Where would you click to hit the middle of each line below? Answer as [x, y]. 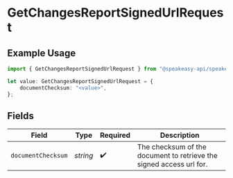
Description [180, 135]
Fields [21, 116]
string [84, 156]
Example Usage [42, 53]
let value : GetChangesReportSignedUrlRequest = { [80, 81]
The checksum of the [172, 147]
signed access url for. [172, 164]
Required [115, 135]
